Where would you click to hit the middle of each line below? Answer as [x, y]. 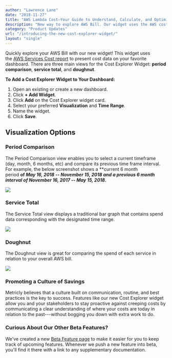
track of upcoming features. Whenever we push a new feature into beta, [81, 344]
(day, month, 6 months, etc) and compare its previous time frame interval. [83, 164]
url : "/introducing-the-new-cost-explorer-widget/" [61, 34]
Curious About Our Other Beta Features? [57, 328]
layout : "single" [24, 39]
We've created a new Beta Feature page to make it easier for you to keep [82, 339]
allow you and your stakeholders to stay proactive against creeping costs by [85, 304]
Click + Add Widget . [34, 95]
